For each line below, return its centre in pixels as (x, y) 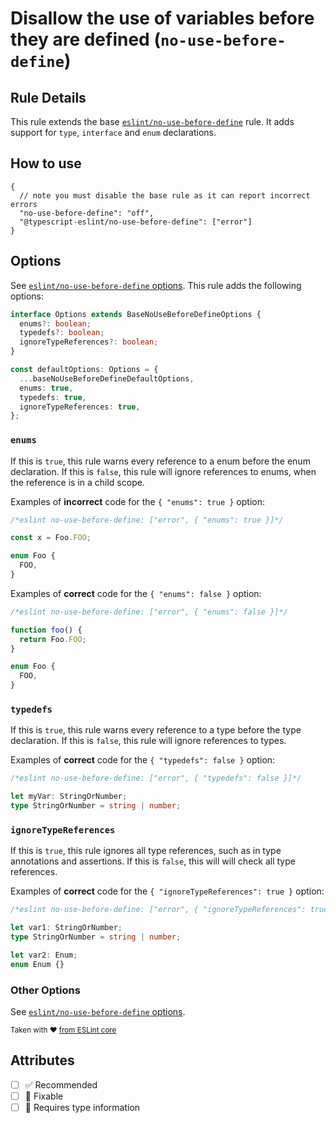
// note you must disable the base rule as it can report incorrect (165, 195)
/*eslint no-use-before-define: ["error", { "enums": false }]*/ (149, 612)
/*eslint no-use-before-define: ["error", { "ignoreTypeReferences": (158, 910)
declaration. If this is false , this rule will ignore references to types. (148, 741)
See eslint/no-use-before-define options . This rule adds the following (156, 285)
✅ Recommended (61, 1084)
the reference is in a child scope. (77, 482)
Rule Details (48, 97)
